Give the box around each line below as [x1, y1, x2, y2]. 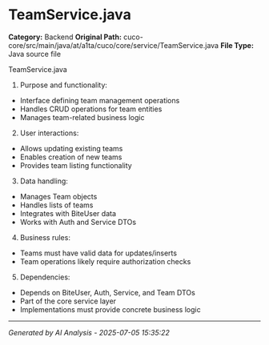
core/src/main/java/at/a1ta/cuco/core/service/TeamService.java [8, 40, 219, 50]
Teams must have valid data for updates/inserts [19, 248, 178, 258]
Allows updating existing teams [19, 143, 123, 153]
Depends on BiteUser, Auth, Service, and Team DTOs [19, 287, 196, 297]
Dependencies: [19, 272, 70, 282]
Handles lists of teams [19, 200, 94, 210]
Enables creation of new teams [19, 152, 122, 162]
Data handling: [19, 176, 68, 186]
